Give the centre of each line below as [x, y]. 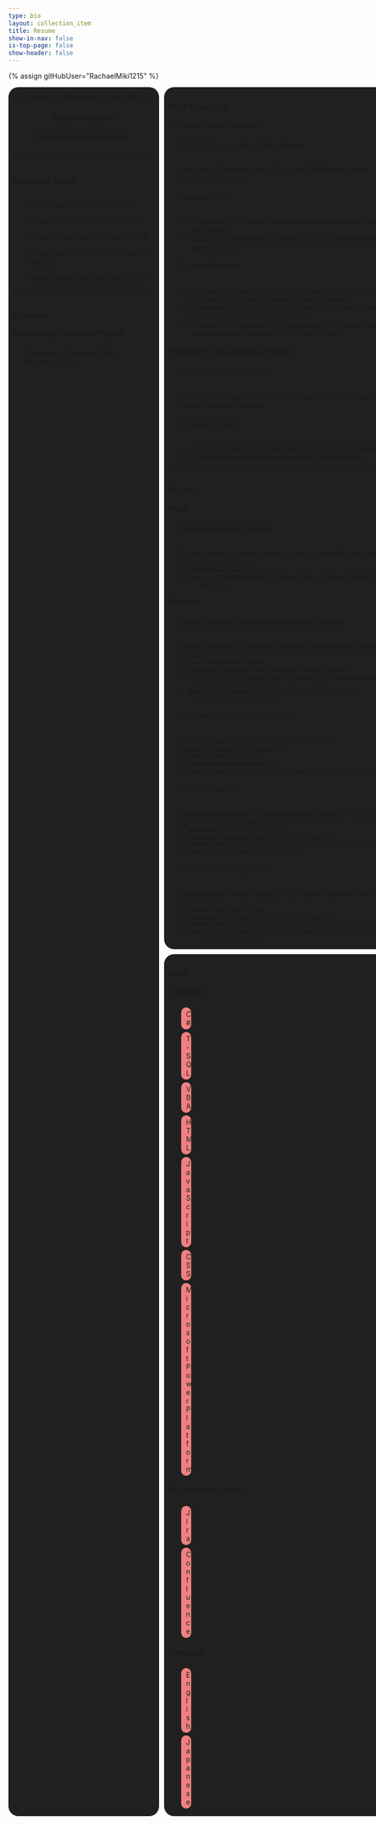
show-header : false [41, 53]
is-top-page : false [41, 46]
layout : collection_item [50, 23]
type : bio [25, 16]
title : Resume [32, 31]
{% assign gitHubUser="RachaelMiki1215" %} [84, 76]
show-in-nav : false [41, 38]
